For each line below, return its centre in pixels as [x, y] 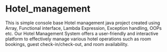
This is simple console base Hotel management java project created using [83, 23]
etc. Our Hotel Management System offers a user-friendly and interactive [82, 33]
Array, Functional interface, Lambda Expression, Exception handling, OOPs [83, 28]
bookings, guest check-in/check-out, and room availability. [67, 44]
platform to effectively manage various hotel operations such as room [78, 39]
